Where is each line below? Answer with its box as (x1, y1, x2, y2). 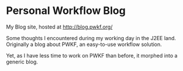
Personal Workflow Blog (6, 4, 126, 17)
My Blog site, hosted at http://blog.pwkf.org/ (6, 23, 113, 30)
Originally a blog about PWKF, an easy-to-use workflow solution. (6, 41, 162, 48)
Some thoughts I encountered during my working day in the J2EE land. (6, 34, 177, 41)
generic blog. (6, 58, 38, 65)
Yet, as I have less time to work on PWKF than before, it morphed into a (6, 52, 178, 59)
